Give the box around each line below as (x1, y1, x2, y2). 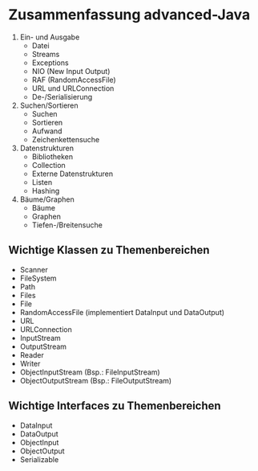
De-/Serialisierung (31, 92, 93, 101)
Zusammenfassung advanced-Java (8, 6, 251, 24)
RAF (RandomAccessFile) (31, 75, 116, 84)
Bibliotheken (31, 151, 74, 162)
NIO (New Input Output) (31, 66, 111, 76)
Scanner (19, 264, 48, 274)
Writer (19, 358, 41, 368)
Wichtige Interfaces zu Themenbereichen (8, 399, 222, 413)
